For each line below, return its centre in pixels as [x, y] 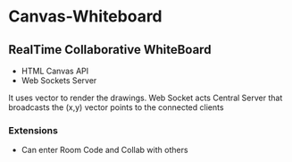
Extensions [33, 130]
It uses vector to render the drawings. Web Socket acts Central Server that [146, 98]
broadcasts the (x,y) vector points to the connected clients [116, 107]
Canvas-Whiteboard [85, 17]
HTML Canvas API [55, 71]
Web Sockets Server [59, 81]
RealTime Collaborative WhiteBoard [110, 50]
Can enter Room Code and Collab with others [104, 150]
